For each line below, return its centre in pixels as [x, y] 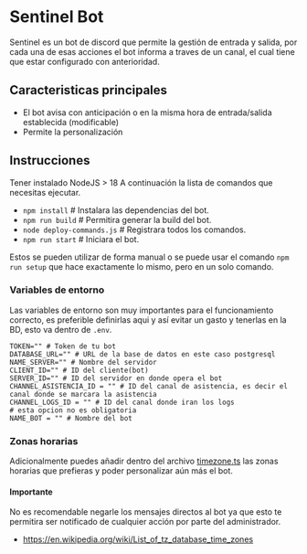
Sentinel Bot [57, 17]
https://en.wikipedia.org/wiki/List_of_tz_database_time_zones [138, 539]
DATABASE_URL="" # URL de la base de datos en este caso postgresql [143, 354]
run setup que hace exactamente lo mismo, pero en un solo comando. [142, 266]
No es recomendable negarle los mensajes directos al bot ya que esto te [146, 512]
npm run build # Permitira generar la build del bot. [117, 219]
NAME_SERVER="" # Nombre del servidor [83, 362]
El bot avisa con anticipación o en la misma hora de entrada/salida [147, 112]
